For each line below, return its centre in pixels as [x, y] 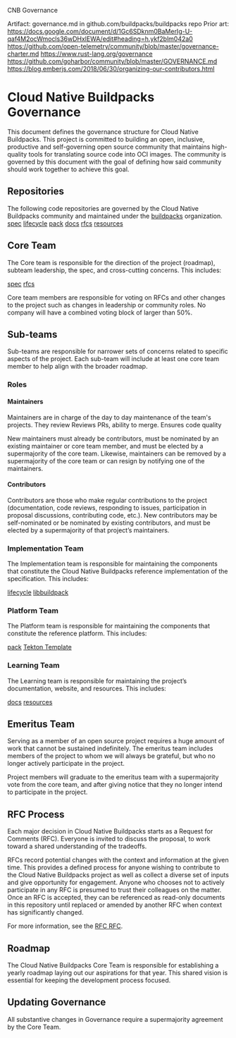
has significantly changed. [45, 912]
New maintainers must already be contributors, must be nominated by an [113, 438]
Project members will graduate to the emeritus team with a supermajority [113, 777]
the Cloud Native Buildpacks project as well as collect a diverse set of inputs [118, 875]
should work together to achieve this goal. [68, 169]
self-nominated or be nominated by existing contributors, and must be [109, 523]
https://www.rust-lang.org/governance [97, 54]
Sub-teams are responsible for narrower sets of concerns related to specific [118, 351]
